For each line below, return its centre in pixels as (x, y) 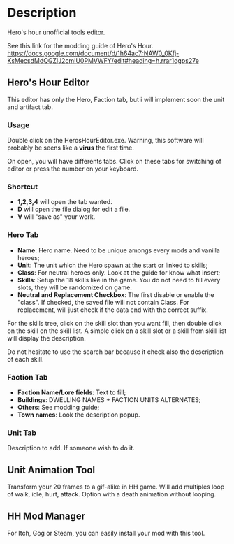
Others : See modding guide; (58, 407)
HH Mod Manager (46, 516)
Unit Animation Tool (51, 470)
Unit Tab (22, 433)
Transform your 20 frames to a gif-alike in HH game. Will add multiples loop (116, 487)
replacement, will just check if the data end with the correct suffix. (112, 310)
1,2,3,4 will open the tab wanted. (65, 202)
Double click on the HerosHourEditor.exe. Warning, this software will (105, 141)
